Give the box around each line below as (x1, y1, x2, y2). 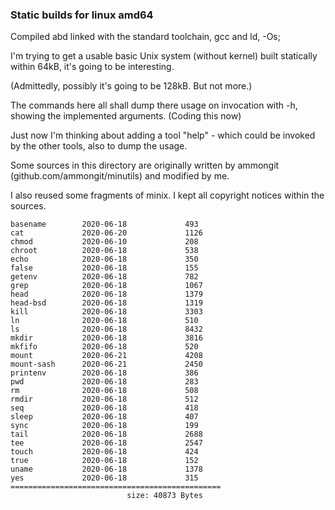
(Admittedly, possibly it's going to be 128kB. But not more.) (10, 80, 253, 92)
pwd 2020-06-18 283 (10, 377, 199, 387)
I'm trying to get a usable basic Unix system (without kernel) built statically (10, 50, 318, 62)
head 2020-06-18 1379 (10, 289, 203, 300)
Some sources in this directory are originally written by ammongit (10, 159, 280, 172)
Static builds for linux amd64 (10, 8, 154, 22)
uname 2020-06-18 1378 (10, 464, 203, 475)
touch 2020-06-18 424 (10, 447, 199, 457)
